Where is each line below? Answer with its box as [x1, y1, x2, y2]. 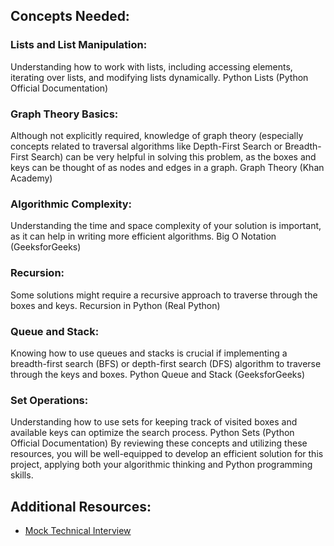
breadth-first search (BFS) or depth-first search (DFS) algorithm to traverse [10, 357, 322, 369]
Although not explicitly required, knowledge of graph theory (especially [10, 129, 304, 141]
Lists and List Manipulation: [10, 38, 148, 52]
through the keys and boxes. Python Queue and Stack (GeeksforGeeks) [10, 368, 306, 380]
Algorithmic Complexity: [10, 197, 133, 211]
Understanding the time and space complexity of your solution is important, [10, 220, 322, 232]
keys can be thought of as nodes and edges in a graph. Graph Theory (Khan [10, 161, 325, 173]
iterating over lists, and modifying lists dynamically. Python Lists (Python [10, 71, 309, 83]
